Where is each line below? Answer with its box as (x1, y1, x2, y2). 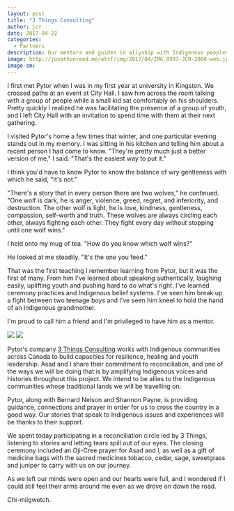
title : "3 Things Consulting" (7, 17, 95, 24)
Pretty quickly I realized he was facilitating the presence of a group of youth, (7, 103, 227, 112)
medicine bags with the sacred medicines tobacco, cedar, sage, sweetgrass (7, 453, 226, 461)
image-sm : (7, 62, 36, 69)
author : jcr (7, 23, 42, 30)
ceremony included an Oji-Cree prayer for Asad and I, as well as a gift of (7, 446, 214, 454)
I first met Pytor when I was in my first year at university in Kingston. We (7, 81, 214, 89)
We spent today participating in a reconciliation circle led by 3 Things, (7, 431, 208, 440)
